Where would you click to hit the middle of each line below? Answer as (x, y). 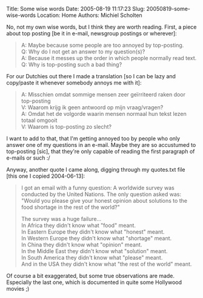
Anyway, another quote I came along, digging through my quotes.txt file (96, 170)
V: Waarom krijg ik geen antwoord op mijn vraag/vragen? (92, 107)
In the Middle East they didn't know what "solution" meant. (94, 251)
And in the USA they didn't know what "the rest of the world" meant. (106, 264)
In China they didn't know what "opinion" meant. (82, 245)
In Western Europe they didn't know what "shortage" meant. (96, 238)
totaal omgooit (39, 120)
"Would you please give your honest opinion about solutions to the (104, 201)
